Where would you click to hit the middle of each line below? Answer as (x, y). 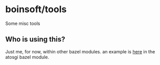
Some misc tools (23, 23)
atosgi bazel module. (27, 57)
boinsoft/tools (36, 9)
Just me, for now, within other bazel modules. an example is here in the (80, 51)
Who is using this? (35, 39)
